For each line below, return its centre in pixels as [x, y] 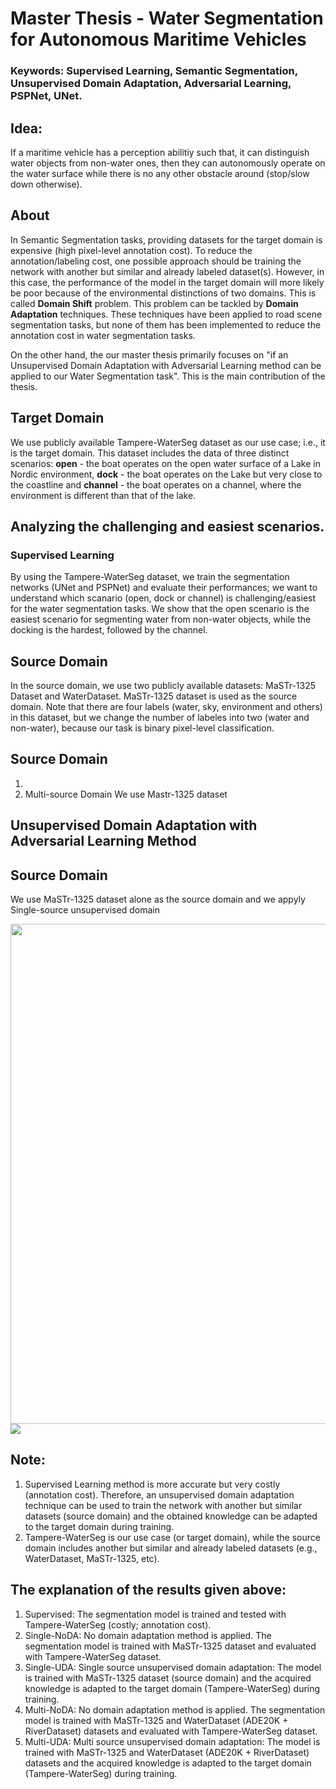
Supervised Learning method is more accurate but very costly [152, 1484]
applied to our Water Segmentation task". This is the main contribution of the [168, 376]
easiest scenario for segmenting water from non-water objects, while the [161, 619]
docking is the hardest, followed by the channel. [109, 630]
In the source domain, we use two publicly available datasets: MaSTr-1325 [163, 686]
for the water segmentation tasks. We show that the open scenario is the [160, 609]
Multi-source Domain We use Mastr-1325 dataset [126, 794]
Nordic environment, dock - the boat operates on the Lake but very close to [166, 474]
